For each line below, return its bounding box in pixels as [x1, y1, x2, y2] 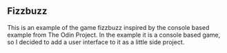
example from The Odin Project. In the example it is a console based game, [7, 31, 221, 39]
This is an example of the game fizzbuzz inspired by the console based [7, 23, 210, 31]
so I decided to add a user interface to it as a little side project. [7, 37, 185, 46]
